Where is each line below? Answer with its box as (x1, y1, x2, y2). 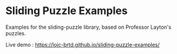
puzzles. (5, 29, 26, 36)
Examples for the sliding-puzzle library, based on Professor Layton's (5, 23, 172, 31)
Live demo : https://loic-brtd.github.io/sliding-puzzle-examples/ (5, 41, 160, 48)
